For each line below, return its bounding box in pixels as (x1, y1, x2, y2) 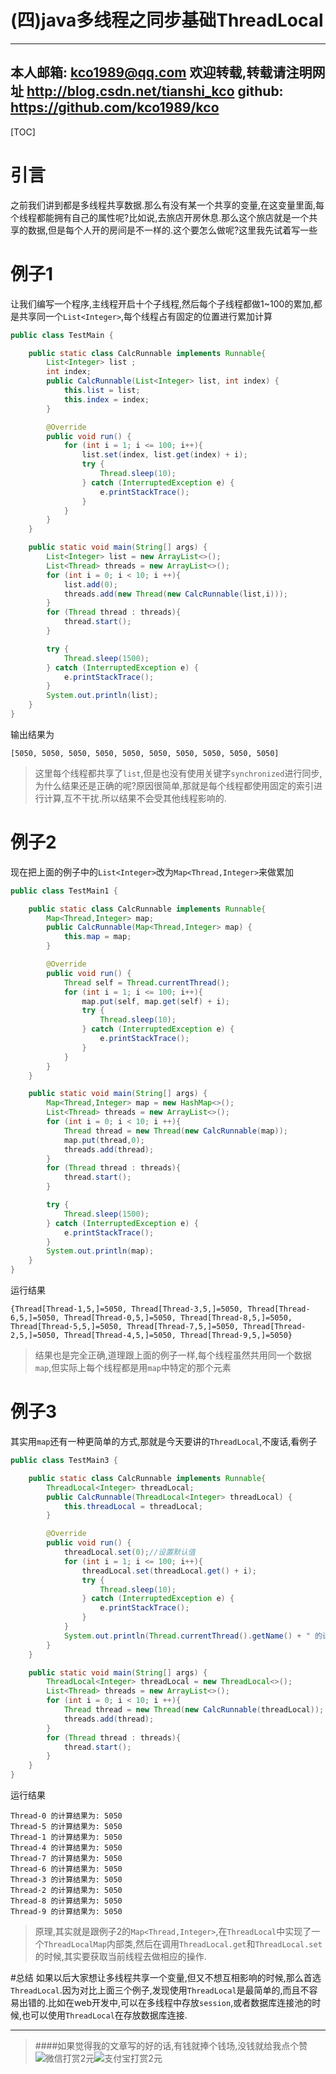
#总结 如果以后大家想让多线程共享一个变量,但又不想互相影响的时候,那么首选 (10, 1972, 322, 1983)
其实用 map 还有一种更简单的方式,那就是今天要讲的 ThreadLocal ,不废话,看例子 (10, 1436, 318, 1447)
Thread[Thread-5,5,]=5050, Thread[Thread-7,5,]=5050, (10, 1322, 240, 1332)
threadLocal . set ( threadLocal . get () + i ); (81, 1566, 257, 1576)
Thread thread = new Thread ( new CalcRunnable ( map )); (63, 1126, 288, 1136)
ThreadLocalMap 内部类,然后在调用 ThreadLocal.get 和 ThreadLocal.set (43, 1938, 323, 1950)
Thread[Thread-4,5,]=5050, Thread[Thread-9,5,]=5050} (63, 1331, 293, 1341)
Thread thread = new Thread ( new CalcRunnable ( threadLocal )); (63, 1705, 325, 1715)
